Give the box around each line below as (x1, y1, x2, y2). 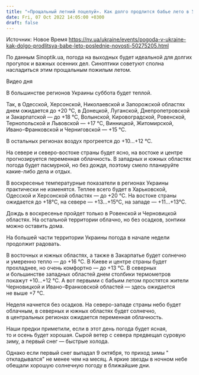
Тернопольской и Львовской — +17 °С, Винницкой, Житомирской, (6, 120, 174, 127)
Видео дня (6, 78, 33, 85)
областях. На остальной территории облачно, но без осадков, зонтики (6, 216, 186, 223)
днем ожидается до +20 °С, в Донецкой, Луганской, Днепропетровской (6, 107, 190, 115)
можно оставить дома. (6, 223, 64, 230)
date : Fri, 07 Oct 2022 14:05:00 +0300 (6, 14, 105, 20)
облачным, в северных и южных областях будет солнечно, (6, 307, 156, 314)
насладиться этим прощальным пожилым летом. (6, 66, 131, 74)
